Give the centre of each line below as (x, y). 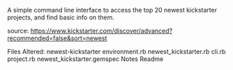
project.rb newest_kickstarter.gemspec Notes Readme (85, 59)
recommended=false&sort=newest (57, 38)
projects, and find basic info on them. (61, 17)
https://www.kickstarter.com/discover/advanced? (102, 31)
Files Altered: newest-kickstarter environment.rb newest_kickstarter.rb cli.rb (116, 52)
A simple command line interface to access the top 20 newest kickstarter (112, 10)
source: (18, 31)
